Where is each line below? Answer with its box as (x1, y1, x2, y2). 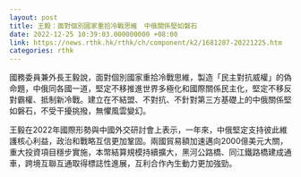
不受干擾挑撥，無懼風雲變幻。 (39, 105, 150, 116)
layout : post (9, 13, 58, 22)
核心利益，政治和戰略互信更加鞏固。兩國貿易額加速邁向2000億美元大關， (16, 136, 288, 147)
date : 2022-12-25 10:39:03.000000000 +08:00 (9, 29, 178, 38)
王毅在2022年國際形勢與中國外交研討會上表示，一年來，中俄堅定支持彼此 (9, 124, 280, 135)
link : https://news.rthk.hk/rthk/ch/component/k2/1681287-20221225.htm (9, 38, 282, 47)
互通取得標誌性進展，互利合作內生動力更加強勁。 (56, 158, 237, 169)
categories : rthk (9, 46, 74, 55)
